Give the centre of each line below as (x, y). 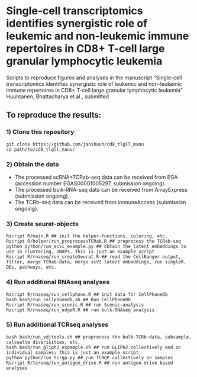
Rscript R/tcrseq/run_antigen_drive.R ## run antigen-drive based (90, 363)
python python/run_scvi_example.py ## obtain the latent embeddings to (96, 247)
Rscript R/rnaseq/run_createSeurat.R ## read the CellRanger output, (94, 257)
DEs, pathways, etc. (32, 268)
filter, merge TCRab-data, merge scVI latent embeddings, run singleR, (96, 262)
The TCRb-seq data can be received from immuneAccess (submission (100, 202)
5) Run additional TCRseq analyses (57, 325)
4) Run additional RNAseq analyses (58, 282)
